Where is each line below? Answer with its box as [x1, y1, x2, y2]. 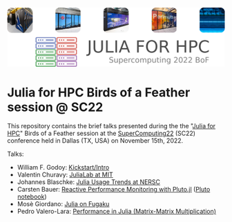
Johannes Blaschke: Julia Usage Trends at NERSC [17, 178, 161, 186]
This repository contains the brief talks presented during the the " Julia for [7, 122, 216, 130]
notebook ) [17, 192, 47, 201]
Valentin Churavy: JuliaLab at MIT [17, 170, 114, 179]
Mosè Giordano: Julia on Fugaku [17, 200, 110, 208]
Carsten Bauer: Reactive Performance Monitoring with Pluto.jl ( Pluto [17, 185, 211, 194]
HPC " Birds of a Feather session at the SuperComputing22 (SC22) [7, 129, 195, 138]
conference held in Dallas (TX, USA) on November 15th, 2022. [7, 137, 184, 145]
